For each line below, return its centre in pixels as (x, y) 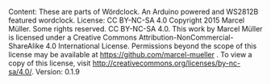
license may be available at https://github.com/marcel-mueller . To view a (130, 55)
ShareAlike (26, 46)
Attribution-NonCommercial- (186, 37)
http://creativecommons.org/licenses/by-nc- (166, 63)
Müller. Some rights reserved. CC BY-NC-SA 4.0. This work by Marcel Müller (135, 29)
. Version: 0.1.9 (56, 71)
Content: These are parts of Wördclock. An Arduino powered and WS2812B (133, 12)
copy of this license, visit (50, 63)
